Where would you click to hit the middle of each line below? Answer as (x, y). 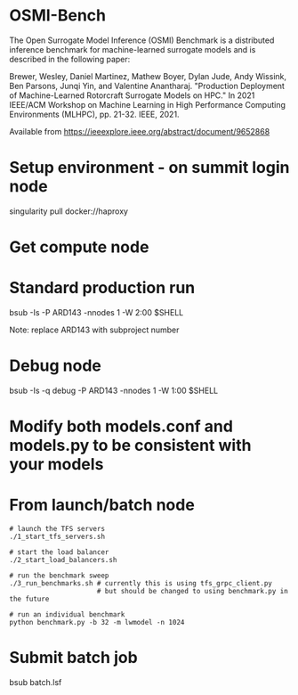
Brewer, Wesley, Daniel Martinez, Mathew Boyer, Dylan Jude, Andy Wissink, (148, 76)
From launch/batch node (102, 505)
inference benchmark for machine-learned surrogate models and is (133, 49)
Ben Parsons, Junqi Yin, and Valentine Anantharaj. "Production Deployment (147, 86)
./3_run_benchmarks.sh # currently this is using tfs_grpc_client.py (141, 584)
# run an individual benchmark (67, 615)
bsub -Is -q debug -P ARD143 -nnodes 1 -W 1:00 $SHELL (114, 390)
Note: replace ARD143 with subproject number (94, 330)
